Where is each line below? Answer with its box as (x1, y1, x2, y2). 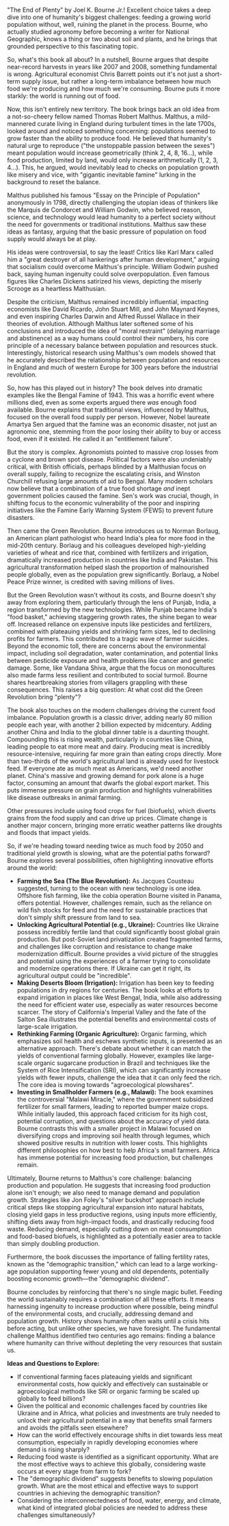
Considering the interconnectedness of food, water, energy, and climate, (16, 1497, 222, 1504)
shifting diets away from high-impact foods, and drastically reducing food (7, 1218, 214, 1225)
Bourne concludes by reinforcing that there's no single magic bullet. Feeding (7, 1288, 223, 1296)
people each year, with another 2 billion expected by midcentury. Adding (7, 721, 212, 729)
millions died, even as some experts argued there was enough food (7, 399, 197, 406)
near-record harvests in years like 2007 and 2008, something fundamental (7, 63, 217, 71)
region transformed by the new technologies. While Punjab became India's (7, 605, 217, 614)
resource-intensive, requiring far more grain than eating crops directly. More (7, 750, 222, 758)
